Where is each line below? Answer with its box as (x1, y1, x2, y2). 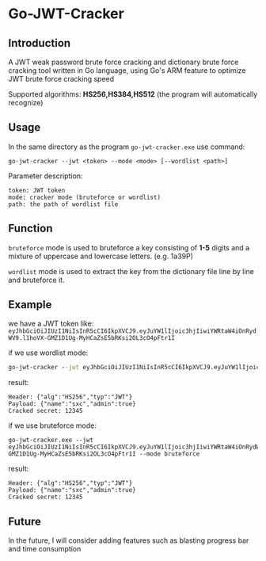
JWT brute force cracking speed (8, 74, 115, 83)
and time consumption (8, 544, 82, 554)
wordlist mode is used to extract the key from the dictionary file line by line (8, 266, 255, 276)
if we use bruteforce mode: (8, 421, 97, 430)
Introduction (8, 36, 71, 50)
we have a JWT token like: (8, 319, 94, 329)
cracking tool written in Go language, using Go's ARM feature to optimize (8, 66, 246, 75)
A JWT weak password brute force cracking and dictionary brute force (8, 57, 239, 67)
